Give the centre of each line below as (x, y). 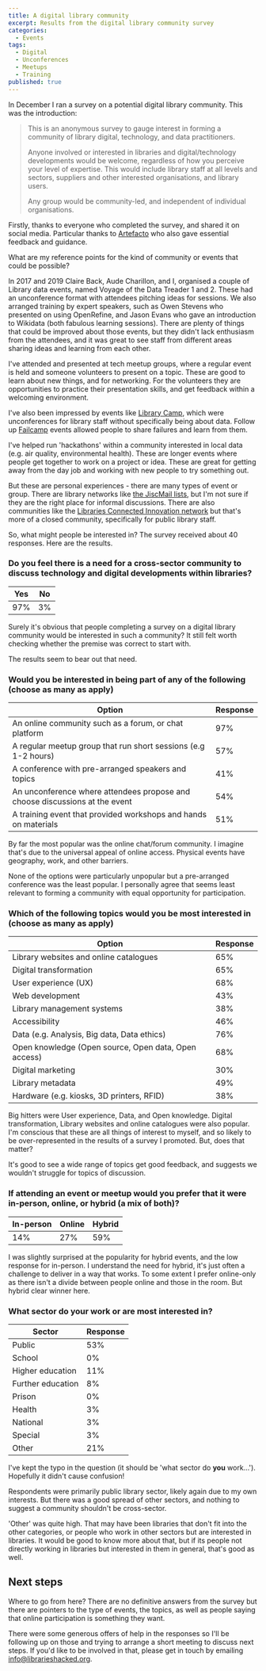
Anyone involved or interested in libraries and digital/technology (132, 152)
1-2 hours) (33, 756)
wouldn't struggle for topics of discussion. (77, 1173)
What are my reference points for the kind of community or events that (123, 257)
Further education (46, 1383)
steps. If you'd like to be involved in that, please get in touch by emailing (126, 1650)
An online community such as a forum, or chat (98, 724)
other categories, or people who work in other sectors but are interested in (130, 1531)
